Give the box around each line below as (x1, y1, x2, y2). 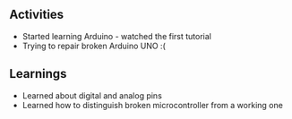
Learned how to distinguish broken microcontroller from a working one (21, 99, 284, 110)
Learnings (9, 66, 67, 81)
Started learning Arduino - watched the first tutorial (21, 30, 212, 41)
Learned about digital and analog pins (21, 89, 163, 101)
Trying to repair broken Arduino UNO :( (21, 40, 166, 51)
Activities (9, 7, 64, 22)
